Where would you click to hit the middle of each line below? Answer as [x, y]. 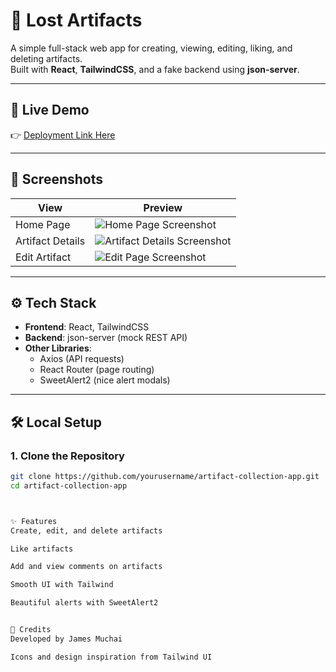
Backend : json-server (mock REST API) [106, 338]
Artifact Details [50, 241]
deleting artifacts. [46, 58]
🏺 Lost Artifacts [76, 20]
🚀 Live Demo [50, 110]
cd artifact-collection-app [69, 485]
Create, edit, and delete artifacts [86, 530]
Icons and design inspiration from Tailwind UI [111, 657]
